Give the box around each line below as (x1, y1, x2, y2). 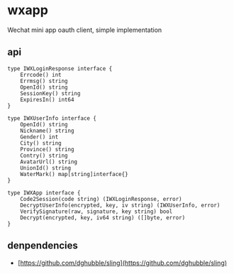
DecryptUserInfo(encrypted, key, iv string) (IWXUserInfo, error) (20, 202, 221, 209)
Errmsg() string (20, 77, 69, 84)
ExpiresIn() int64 (20, 96, 74, 103)
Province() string (20, 146, 74, 153)
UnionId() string (20, 164, 72, 172)
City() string (20, 139, 62, 147)
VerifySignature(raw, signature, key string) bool (20, 208, 173, 215)
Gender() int (20, 133, 59, 141)
